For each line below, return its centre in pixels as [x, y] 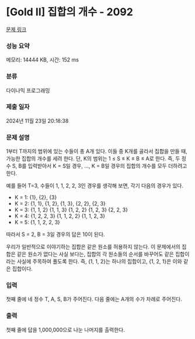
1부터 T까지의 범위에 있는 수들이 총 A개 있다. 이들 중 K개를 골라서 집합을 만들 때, [97, 151]
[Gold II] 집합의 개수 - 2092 [69, 12]
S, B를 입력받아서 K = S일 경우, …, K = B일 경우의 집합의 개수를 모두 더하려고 [100, 166]
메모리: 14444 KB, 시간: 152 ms [42, 60]
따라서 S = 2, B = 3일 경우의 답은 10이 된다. [55, 234]
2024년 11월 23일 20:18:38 [37, 121]
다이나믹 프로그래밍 [28, 90]
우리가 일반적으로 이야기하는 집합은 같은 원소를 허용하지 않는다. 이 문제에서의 [93, 247]
